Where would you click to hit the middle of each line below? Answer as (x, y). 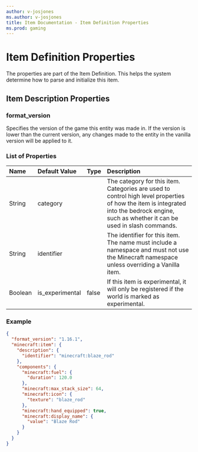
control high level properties (146, 196)
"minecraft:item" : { (37, 345)
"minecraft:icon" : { (47, 394)
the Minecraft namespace (142, 258)
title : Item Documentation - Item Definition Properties (77, 22)
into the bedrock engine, (141, 211)
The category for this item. (144, 181)
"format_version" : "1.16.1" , (47, 339)
